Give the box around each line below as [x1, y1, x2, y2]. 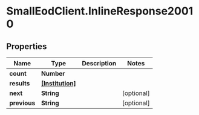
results [9, 79, 30, 87]
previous [9, 99, 36, 107]
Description [82, 59, 117, 67]
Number [41, 70, 65, 77]
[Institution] [41, 79, 77, 87]
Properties [6, 41, 47, 51]
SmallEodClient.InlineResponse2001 [6, 4, 194, 18]
